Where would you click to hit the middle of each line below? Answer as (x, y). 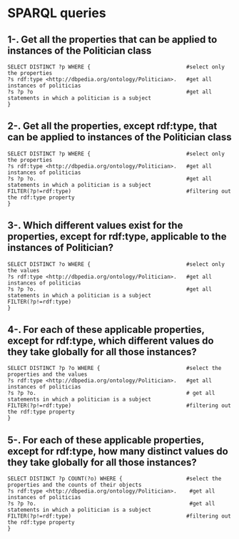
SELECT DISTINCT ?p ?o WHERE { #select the (115, 369)
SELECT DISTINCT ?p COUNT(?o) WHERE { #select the (115, 479)
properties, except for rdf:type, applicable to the (117, 237)
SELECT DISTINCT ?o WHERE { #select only (116, 264)
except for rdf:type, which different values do (111, 341)
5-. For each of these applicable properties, (106, 440)
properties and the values (47, 375)
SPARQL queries (57, 13)
